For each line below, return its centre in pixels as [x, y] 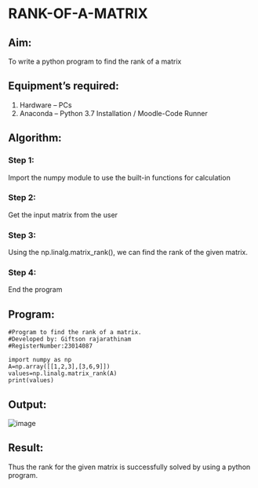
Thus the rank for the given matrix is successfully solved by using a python [129, 467]
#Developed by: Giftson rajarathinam [70, 339]
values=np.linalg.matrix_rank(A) [63, 373]
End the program [35, 290]
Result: [26, 448]
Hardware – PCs [45, 105]
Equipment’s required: [64, 86]
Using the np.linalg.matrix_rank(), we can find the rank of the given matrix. [128, 253]
